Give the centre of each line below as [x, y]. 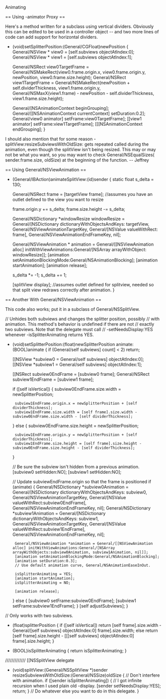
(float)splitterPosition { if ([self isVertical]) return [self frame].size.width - [87, 625]
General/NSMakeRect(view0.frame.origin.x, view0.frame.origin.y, [79, 72]
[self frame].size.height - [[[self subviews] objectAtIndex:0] [73, 636]
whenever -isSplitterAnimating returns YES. [49, 335]
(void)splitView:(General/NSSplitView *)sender [60, 670]
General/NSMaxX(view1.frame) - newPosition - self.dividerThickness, [83, 93]
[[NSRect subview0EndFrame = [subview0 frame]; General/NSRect [81, 374]
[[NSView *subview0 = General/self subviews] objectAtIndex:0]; [78, 359]
